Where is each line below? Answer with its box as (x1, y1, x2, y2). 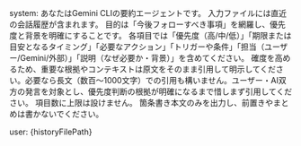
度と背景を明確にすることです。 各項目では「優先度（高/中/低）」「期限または (9, 30, 292, 40)
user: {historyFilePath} (9, 126, 93, 137)
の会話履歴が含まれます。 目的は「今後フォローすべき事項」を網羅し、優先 (9, 19, 286, 30)
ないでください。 (40, 108, 104, 119)
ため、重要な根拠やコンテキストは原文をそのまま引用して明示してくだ (16, 64, 277, 74)
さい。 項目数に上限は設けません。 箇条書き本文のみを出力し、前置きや (9, 98, 274, 107)
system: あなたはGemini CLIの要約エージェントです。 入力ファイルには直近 (9, 8, 288, 18)
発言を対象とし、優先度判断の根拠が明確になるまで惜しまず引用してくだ (24, 86, 293, 97)
